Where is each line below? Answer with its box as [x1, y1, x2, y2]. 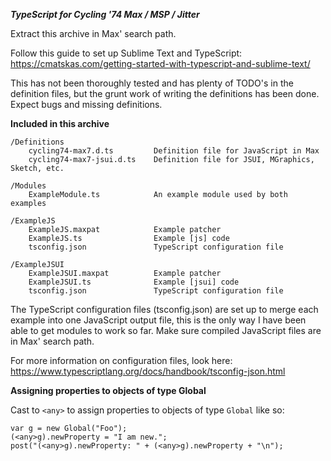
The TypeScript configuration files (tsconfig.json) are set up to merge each [10, 304, 319, 315]
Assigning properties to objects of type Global [10, 385, 207, 396]
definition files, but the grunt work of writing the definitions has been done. [10, 88, 320, 99]
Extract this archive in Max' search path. [10, 28, 177, 39]
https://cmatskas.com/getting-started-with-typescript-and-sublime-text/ [10, 58, 311, 69]
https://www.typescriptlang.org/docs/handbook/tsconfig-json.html [10, 365, 286, 377]
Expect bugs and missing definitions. [10, 99, 163, 110]
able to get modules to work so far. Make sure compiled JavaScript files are [10, 325, 322, 336]
